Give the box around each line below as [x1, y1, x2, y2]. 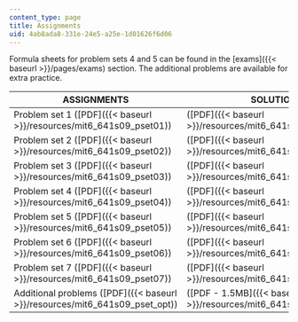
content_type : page [9, 12, 82, 22]
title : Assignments [9, 21, 82, 30]
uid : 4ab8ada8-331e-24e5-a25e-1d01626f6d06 [9, 29, 173, 38]
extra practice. [9, 73, 63, 83]
